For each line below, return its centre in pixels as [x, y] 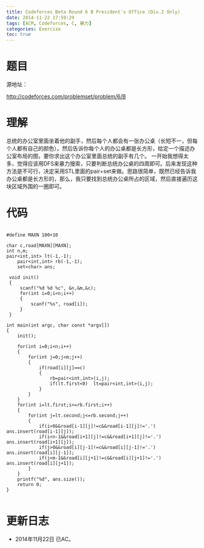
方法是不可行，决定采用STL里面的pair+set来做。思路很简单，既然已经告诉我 [101, 171]
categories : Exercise [34, 29]
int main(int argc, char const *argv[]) [58, 325]
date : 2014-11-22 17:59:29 [40, 18]
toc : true [19, 35]
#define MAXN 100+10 [32, 235]
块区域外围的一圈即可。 [36, 186]
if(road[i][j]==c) [62, 368]
